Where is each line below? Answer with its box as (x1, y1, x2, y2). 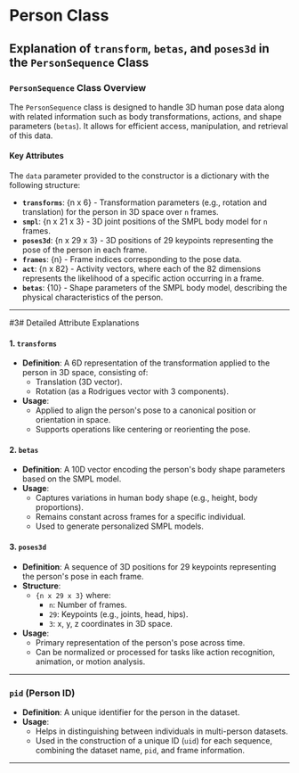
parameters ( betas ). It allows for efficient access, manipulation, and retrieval (9, 120, 288, 131)
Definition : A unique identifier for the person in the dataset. (21, 706, 240, 718)
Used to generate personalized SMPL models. (35, 521, 205, 531)
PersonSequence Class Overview (9, 81, 147, 94)
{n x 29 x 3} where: (35, 589, 111, 600)
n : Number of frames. (48, 599, 127, 610)
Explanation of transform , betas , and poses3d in (9, 41, 270, 56)
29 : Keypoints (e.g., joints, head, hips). (48, 608, 189, 620)
